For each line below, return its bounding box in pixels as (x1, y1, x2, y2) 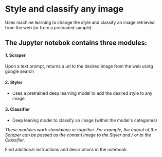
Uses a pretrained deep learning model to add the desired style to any (12, 90, 153, 96)
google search (5, 68, 34, 74)
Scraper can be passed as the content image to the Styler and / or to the (5, 132, 151, 138)
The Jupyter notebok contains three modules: (5, 39, 147, 47)
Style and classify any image (5, 3, 124, 15)
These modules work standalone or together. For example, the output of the (5, 126, 157, 132)
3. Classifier (5, 106, 30, 112)
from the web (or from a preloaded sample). (5, 24, 93, 30)
